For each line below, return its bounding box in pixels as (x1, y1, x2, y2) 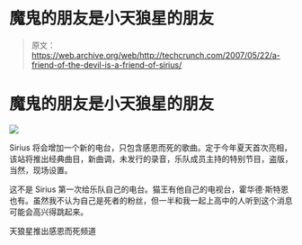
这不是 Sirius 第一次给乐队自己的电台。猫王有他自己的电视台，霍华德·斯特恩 (9, 184, 289, 195)
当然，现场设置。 (9, 164, 73, 176)
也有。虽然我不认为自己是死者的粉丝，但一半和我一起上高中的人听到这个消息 (9, 195, 293, 205)
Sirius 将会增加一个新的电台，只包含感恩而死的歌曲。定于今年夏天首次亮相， (9, 141, 292, 153)
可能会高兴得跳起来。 (9, 206, 88, 217)
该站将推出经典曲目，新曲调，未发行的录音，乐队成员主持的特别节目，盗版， (9, 153, 293, 164)
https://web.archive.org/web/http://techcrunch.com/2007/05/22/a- (31, 50, 281, 60)
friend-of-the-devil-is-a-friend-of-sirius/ (31, 59, 182, 70)
